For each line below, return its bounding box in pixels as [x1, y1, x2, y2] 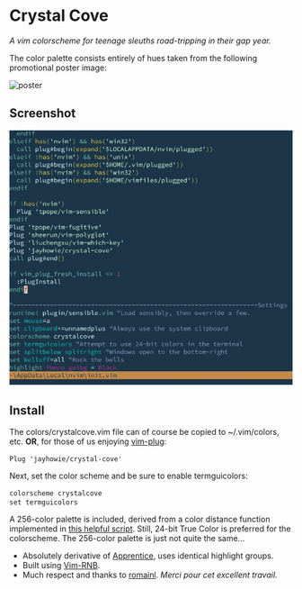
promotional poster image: [9, 62, 107, 73]
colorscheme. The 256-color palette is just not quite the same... [9, 533, 245, 544]
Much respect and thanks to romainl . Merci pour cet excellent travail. [22, 569, 278, 581]
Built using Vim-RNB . [22, 560, 101, 571]
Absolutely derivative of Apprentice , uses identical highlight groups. [22, 550, 274, 561]
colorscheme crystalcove [9, 489, 102, 498]
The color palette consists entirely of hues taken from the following [9, 52, 258, 63]
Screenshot [9, 105, 76, 122]
